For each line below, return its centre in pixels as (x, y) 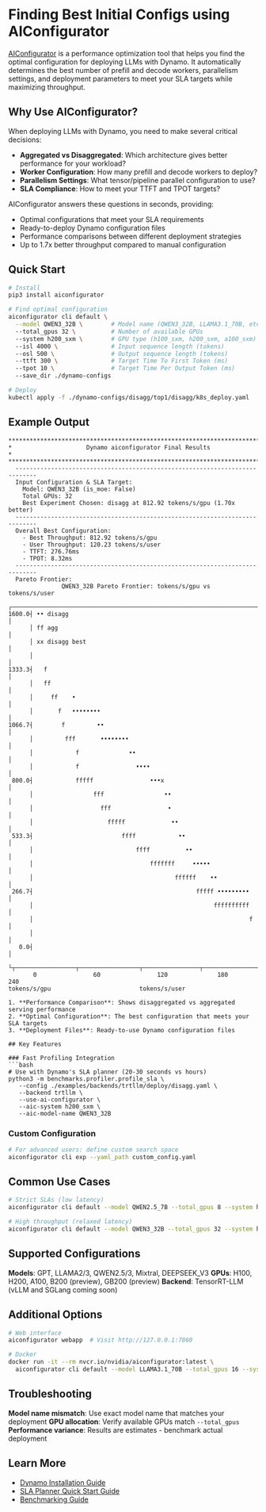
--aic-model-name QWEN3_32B (65, 1113)
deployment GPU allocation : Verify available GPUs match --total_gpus (124, 1422)
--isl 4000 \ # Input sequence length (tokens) (120, 346)
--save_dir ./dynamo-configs (63, 376)
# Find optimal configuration (58, 310)
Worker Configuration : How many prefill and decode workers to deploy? (139, 171)
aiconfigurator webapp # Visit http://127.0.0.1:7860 (101, 1340)
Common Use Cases (59, 1182)
